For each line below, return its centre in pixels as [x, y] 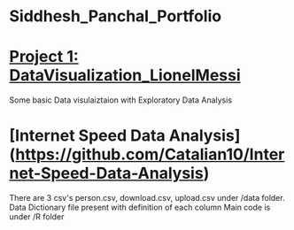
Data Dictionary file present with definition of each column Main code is [140, 207]
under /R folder [37, 217]
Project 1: [44, 57]
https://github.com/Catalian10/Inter [150, 154]
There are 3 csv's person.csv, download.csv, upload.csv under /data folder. [147, 198]
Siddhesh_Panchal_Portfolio [116, 16]
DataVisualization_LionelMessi [125, 76]
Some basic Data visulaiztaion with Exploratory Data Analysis [121, 100]
